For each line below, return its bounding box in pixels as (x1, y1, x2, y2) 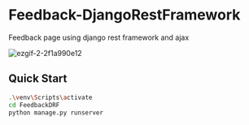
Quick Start (8, 71, 68, 86)
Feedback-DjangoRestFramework (8, 6, 241, 24)
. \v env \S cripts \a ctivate (8, 93, 93, 101)
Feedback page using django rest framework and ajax (8, 32, 190, 42)
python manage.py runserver (8, 108, 104, 117)
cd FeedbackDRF (8, 101, 60, 109)
